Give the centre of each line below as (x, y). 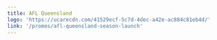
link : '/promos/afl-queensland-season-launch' (75, 26)
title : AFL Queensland (40, 13)
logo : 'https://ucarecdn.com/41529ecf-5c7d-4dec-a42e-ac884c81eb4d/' (109, 20)
